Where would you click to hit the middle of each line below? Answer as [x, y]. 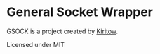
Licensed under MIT [35, 44]
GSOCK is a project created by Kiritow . [62, 31]
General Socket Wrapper [80, 12]
